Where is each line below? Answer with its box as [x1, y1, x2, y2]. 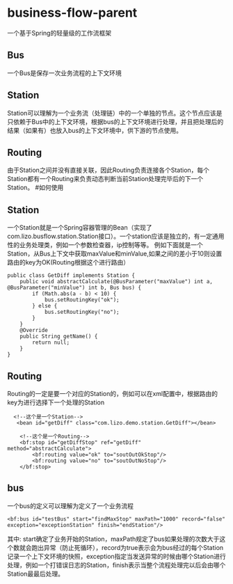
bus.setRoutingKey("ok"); [44, 297, 120, 303]
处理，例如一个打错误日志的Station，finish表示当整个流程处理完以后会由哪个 [7, 560, 226, 569]
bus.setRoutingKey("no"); [44, 308, 120, 316]
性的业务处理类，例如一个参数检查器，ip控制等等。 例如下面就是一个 [7, 241, 203, 249]
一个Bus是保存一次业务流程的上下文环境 [7, 68, 122, 77]
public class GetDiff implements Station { [7, 272, 136, 279]
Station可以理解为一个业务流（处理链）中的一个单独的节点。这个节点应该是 [7, 109, 223, 117]
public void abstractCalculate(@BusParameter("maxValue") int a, [19, 278, 214, 285]
